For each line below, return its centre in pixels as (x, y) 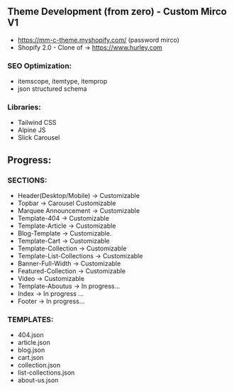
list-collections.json (46, 373)
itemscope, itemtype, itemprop (62, 82)
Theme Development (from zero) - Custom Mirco (117, 12)
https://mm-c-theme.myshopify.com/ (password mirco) (98, 40)
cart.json (30, 358)
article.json (34, 343)
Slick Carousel (39, 138)
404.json (30, 335)
